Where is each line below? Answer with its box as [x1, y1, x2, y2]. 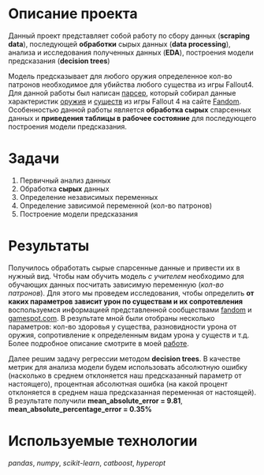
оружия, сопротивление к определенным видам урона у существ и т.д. [8, 330, 250, 340]
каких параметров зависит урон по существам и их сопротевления [8, 296, 243, 306]
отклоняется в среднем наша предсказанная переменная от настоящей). [8, 387, 257, 397]
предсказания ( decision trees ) [8, 56, 110, 66]
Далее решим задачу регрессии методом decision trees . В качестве [8, 353, 241, 364]
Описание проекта [8, 5, 138, 23]
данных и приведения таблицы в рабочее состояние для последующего [8, 113, 257, 123]
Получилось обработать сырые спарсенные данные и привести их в [8, 262, 240, 273]
